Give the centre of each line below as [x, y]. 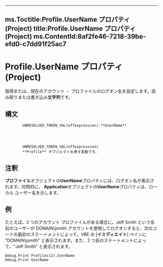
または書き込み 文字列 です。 [45, 97]
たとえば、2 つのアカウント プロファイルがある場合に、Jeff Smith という [78, 222]
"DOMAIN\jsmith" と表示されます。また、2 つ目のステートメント [69, 240]
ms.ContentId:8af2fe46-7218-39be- [90, 37]
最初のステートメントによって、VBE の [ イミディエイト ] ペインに [82, 234]
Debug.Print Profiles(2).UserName [40, 255]
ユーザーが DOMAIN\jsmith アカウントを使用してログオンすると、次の [83, 228]
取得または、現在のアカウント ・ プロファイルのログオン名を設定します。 [78, 91]
